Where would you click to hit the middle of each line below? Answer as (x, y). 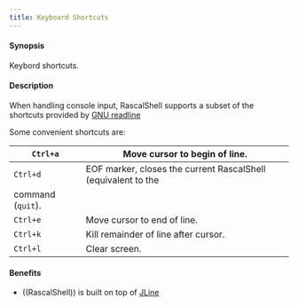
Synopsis (27, 46)
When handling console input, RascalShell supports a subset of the (132, 106)
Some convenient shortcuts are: (67, 132)
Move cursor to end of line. (141, 220)
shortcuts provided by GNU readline (75, 115)
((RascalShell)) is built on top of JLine (90, 293)
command (35, 194)
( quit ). (27, 206)
